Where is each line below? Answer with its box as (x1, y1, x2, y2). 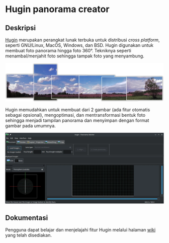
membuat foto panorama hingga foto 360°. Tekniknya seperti (5, 48, 132, 53)
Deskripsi (5, 24, 36, 32)
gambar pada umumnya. (5, 123, 56, 129)
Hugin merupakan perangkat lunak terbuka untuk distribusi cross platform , (5, 37, 160, 43)
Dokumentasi (5, 213, 48, 222)
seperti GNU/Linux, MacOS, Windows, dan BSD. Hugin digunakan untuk (5, 42, 153, 48)
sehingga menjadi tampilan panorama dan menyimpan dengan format (5, 117, 149, 124)
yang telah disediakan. (5, 232, 52, 238)
